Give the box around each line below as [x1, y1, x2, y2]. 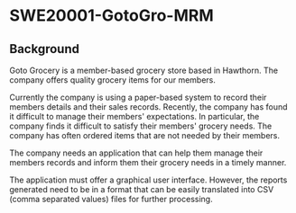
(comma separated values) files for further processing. [9, 194, 214, 204]
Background [9, 41, 79, 57]
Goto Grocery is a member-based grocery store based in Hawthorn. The [9, 65, 278, 75]
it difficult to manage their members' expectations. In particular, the [9, 111, 260, 121]
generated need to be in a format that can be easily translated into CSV [9, 184, 274, 194]
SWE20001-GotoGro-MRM [9, 5, 214, 26]
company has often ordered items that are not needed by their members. [9, 130, 281, 140]
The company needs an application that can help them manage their [9, 147, 264, 158]
